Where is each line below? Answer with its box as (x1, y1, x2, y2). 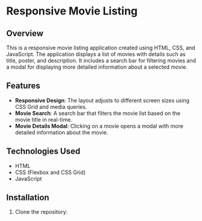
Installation (6, 193, 49, 203)
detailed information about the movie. (14, 128, 109, 136)
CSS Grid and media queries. (14, 103, 87, 110)
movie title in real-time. (14, 116, 72, 123)
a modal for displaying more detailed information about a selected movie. (6, 63, 188, 70)
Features (6, 81, 40, 91)
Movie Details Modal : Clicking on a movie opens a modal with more (14, 122, 184, 129)
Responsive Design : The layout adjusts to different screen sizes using (14, 96, 190, 104)
